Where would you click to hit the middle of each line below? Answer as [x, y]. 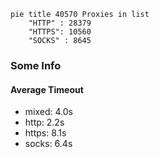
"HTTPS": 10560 [60, 32]
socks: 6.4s [48, 144]
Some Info [36, 65]
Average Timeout [47, 89]
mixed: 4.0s [48, 112]
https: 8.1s [45, 133]
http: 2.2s [44, 122]
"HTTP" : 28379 [60, 23]
